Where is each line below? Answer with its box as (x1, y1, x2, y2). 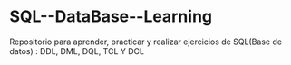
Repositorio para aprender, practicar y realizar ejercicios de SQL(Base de (9, 36, 283, 47)
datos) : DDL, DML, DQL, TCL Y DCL (9, 45, 145, 56)
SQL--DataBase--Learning (9, 6, 213, 27)
